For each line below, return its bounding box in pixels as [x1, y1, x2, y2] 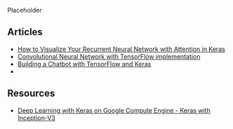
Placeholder [7, 6, 42, 14]
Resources [7, 88, 55, 100]
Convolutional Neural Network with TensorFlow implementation [17, 52, 201, 60]
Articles [7, 26, 44, 38]
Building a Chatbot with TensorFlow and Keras [17, 60, 152, 68]
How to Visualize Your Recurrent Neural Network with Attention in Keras [17, 45, 226, 53]
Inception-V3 [17, 114, 56, 122]
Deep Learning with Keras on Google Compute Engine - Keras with [17, 106, 211, 114]
